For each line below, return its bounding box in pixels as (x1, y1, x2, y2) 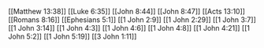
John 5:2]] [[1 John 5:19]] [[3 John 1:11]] (8, 31, 137, 41)
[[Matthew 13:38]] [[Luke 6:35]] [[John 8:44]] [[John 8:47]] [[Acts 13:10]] (8, 7, 246, 16)
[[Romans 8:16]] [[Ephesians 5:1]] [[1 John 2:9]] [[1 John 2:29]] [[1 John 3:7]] (8, 15, 256, 24)
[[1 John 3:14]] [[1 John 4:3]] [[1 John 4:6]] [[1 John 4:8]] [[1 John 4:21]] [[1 (8, 24, 251, 32)
